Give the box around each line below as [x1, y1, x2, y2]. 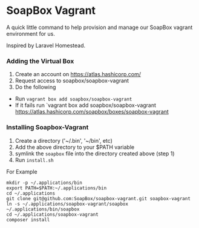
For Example [6, 168, 38, 175]
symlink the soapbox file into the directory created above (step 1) [15, 149, 175, 157]
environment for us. [6, 30, 56, 37]
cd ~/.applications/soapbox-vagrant [6, 211, 99, 218]
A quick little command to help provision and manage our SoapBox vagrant [6, 24, 193, 31]
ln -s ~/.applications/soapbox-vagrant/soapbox [6, 201, 129, 207]
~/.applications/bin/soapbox [6, 206, 80, 212]
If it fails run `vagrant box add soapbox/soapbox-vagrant [15, 102, 156, 109]
